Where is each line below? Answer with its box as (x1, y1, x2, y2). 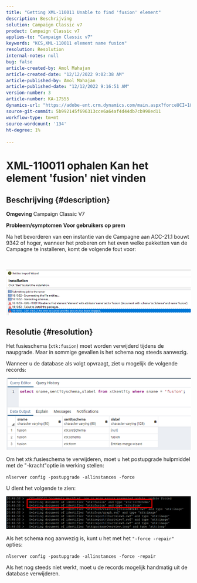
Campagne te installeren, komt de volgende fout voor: (6, 246, 137, 253)
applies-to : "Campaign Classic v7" (6, 34, 93, 40)
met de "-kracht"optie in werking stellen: (6, 462, 104, 469)
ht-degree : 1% (6, 127, 41, 133)
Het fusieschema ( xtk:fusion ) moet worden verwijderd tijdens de (6, 343, 164, 350)
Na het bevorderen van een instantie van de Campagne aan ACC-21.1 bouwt (6, 233, 189, 240)
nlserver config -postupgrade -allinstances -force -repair (6, 554, 157, 560)
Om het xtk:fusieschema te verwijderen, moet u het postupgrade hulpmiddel (6, 455, 191, 463)
